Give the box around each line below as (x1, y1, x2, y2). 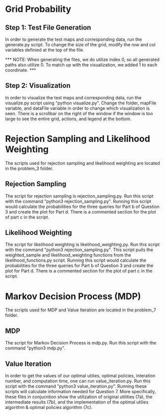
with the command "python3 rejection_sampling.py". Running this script (5, 198, 152, 204)
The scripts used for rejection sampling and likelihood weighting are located (5, 160, 160, 166)
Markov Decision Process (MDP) (5, 290, 141, 302)
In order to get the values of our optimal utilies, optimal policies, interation (5, 372, 156, 378)
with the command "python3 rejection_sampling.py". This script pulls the (5, 247, 154, 253)
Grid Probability (5, 3, 71, 15)
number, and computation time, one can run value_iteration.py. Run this (5, 378, 151, 384)
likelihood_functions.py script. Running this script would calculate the (5, 257, 147, 264)
